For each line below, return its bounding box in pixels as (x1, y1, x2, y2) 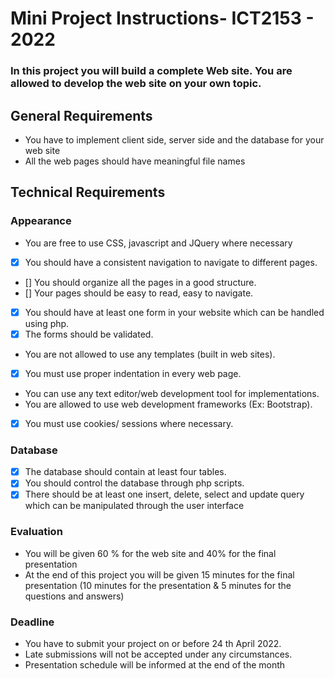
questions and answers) (24, 590, 125, 602)
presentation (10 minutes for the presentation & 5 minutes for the (24, 579, 292, 591)
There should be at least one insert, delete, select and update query (24, 488, 305, 501)
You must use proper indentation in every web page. (24, 367, 242, 379)
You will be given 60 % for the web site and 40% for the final (24, 547, 277, 559)
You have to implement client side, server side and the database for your (24, 133, 325, 146)
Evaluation (10, 525, 63, 539)
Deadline (10, 615, 55, 629)
